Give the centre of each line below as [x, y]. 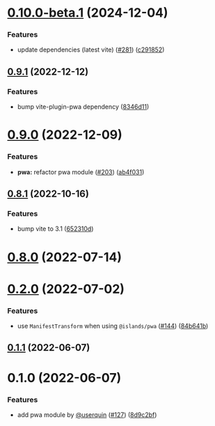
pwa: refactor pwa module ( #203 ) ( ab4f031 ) [81, 172]
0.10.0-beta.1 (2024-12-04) [88, 13]
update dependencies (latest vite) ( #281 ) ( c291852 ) [91, 50]
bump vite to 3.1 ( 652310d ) [55, 229]
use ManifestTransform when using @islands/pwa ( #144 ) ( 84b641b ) [113, 326]
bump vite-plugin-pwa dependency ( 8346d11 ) [83, 107]
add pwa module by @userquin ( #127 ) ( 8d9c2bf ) [87, 414]
